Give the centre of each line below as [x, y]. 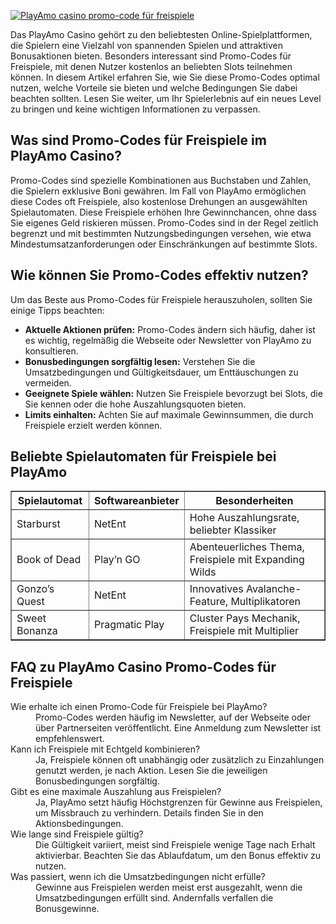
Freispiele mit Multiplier [244, 631]
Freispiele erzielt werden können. [93, 425]
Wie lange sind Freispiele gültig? [77, 834]
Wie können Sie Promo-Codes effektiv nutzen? [159, 275]
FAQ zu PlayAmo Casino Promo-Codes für [143, 666]
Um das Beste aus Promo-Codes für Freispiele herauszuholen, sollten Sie [161, 299]
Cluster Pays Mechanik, [245, 618]
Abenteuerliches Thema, [247, 547]
